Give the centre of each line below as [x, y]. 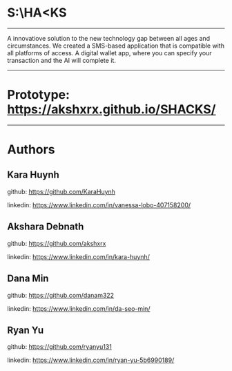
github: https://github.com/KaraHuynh [61, 191]
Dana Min [28, 279]
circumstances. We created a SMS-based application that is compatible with [116, 46]
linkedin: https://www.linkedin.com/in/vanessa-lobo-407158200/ [99, 204]
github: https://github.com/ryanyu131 [59, 347]
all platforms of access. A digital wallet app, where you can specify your [109, 53]
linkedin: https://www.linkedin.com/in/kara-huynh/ [79, 256]
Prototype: [39, 95]
